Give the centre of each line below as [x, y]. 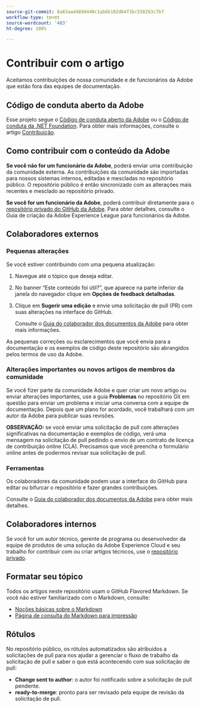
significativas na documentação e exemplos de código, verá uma [86, 433]
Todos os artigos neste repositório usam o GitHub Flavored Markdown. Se [97, 591]
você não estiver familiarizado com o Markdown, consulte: [78, 597]
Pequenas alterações [38, 251]
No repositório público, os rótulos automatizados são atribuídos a [87, 649]
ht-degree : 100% [26, 28]
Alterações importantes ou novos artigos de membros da [90, 370]
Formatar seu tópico [45, 577]
